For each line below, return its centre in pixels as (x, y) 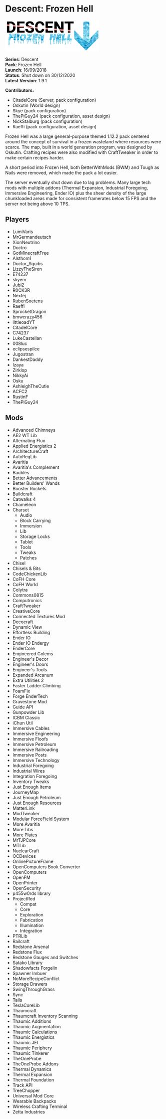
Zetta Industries (28, 1111)
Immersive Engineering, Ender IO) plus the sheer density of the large (76, 193)
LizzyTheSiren (27, 269)
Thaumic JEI (25, 1042)
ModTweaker (26, 813)
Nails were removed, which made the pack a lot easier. (61, 172)
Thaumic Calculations (35, 1032)
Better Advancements (35, 478)
